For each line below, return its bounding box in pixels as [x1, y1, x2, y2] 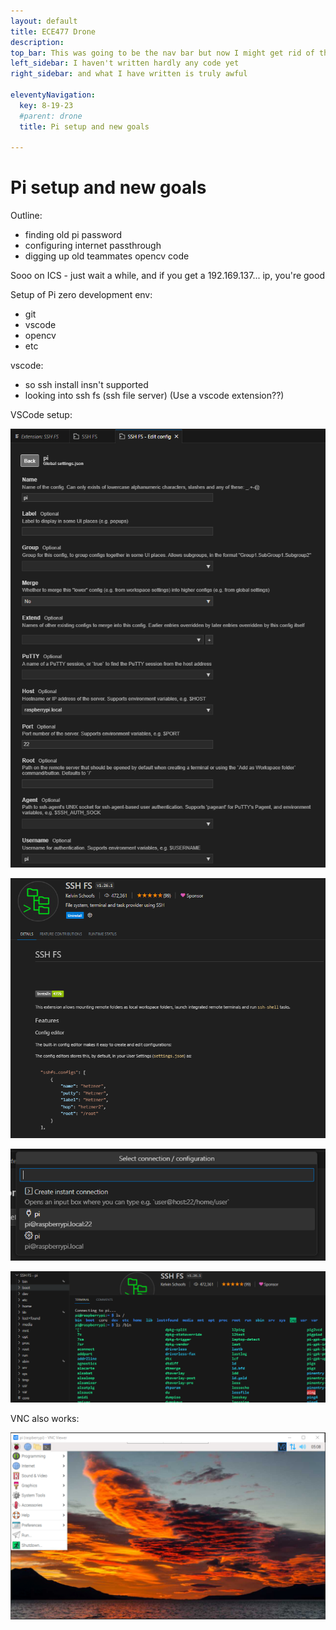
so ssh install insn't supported [24, 379, 149, 391]
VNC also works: [10, 1412, 80, 1424]
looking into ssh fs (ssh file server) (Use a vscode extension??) [24, 390, 285, 402]
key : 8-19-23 [19, 100, 74, 110]
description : [10, 37, 65, 47]
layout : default [10, 16, 78, 26]
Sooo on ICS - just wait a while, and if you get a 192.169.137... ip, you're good [10, 270, 325, 282]
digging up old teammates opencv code [24, 250, 190, 262]
